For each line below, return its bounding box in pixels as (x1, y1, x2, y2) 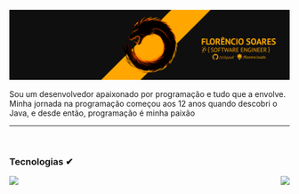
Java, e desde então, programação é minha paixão (9, 108, 196, 118)
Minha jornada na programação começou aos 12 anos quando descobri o (9, 99, 278, 109)
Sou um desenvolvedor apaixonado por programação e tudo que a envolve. (9, 89, 287, 99)
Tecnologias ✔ (9, 155, 74, 167)
